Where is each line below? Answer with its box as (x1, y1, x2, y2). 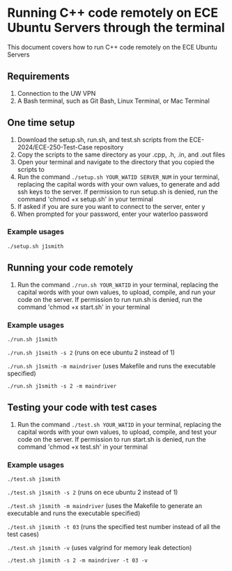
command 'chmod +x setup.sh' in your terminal (17, 194, 153, 203)
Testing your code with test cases (7, 402, 157, 414)
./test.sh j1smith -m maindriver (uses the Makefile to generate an (7, 502, 202, 510)
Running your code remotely (7, 262, 134, 274)
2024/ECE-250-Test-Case (17, 143, 93, 151)
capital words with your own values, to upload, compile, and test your (17, 428, 217, 436)
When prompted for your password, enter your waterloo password (17, 210, 208, 218)
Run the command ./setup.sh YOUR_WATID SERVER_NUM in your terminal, (17, 173, 220, 181)
